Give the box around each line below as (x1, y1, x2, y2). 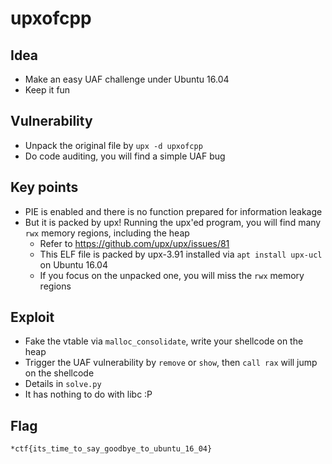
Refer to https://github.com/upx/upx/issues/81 (39, 237, 230, 249)
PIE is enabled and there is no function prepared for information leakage (24, 205, 323, 217)
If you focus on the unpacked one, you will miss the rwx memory (39, 269, 305, 281)
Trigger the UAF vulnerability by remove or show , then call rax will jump (24, 357, 318, 369)
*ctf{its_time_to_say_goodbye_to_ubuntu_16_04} (10, 444, 213, 454)
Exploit (10, 309, 55, 326)
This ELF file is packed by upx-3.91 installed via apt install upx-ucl (39, 248, 323, 260)
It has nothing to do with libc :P (24, 388, 153, 401)
